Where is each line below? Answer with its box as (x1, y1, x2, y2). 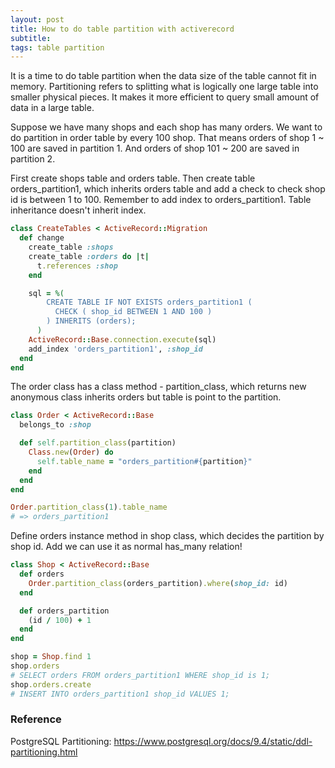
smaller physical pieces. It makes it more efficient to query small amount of (10, 91, 320, 103)
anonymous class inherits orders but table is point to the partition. (10, 391, 282, 403)
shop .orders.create (10, 679, 92, 690)
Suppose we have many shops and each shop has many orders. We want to (10, 121, 323, 133)
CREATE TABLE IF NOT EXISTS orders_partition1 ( (46, 297, 253, 308)
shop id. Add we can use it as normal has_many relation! (10, 541, 243, 553)
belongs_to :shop (19, 420, 92, 430)
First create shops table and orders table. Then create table (10, 172, 256, 185)
